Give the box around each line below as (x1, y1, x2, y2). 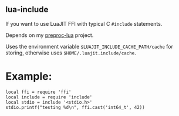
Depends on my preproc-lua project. (5, 32, 94, 39)
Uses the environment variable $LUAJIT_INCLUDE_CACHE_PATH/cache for (5, 43, 174, 50)
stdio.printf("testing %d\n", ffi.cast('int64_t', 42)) (5, 104, 145, 110)
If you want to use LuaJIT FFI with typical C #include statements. (5, 20, 163, 27)
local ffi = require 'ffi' (5, 89, 72, 95)
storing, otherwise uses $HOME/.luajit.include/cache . (5, 49, 136, 56)
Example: (5, 70, 52, 83)
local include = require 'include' (5, 94, 93, 100)
